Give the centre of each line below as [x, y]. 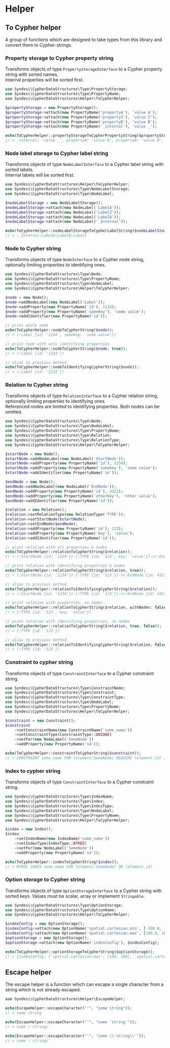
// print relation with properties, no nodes [54, 603]
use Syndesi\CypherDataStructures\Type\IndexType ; [60, 806]
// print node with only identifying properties [57, 344]
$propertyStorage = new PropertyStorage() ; [52, 108]
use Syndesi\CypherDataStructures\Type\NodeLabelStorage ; [68, 189]
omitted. [14, 412]
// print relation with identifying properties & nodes [65, 566]
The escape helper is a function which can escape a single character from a [84, 984]
